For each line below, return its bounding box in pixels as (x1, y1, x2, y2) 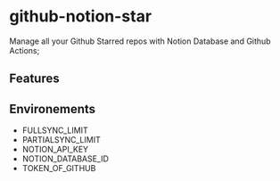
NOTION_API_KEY (21, 144, 89, 155)
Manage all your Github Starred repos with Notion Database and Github (9, 36, 271, 46)
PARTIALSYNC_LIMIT (21, 135, 101, 145)
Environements (9, 101, 96, 117)
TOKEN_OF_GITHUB (21, 163, 96, 174)
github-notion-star (9, 6, 152, 27)
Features (9, 71, 60, 86)
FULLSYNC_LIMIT (21, 125, 88, 136)
